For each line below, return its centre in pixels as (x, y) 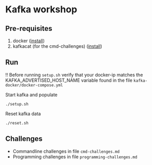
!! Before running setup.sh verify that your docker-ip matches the (74, 75)
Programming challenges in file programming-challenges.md (75, 157)
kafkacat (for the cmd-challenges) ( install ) (58, 46)
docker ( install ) (29, 41)
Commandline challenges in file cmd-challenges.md (66, 151)
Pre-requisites (29, 29)
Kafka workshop (41, 10)
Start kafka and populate (32, 95)
